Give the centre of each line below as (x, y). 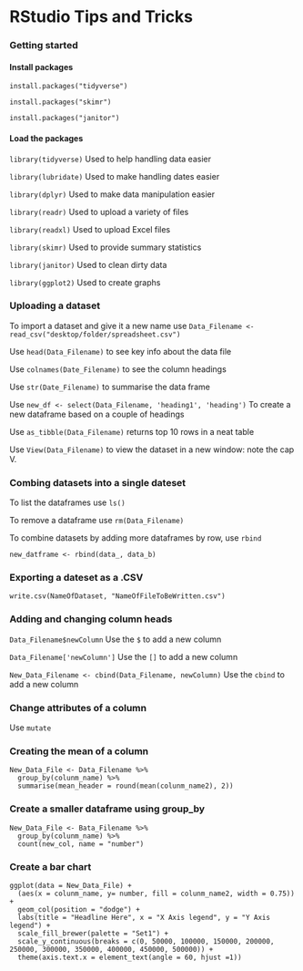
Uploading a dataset (55, 305)
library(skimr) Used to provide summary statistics (106, 247)
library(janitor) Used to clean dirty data (88, 264)
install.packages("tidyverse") (69, 87)
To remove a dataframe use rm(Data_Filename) (97, 521)
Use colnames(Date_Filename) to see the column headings (118, 369)
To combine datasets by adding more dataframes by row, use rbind (136, 538)
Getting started (44, 46)
